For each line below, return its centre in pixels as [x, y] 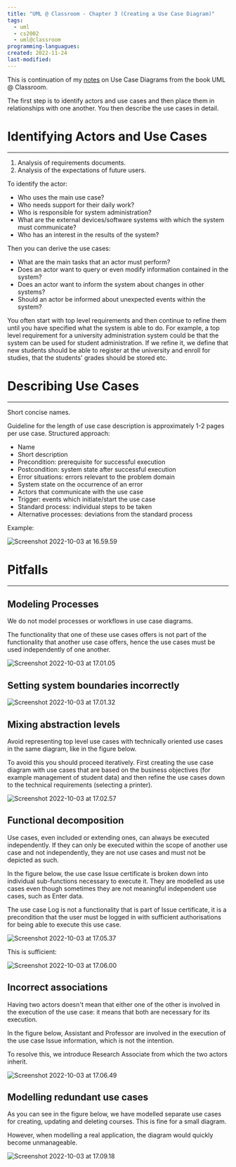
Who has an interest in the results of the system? [88, 234]
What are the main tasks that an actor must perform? [94, 262]
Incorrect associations [58, 987]
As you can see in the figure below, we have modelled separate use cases [114, 1114]
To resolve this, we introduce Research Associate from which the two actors [118, 1054]
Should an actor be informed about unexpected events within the [111, 299]
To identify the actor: [38, 183]
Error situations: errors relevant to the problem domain [96, 477]
